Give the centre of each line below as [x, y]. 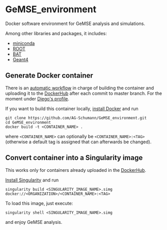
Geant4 [21, 59]
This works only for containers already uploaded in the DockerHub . [76, 170]
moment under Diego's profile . [37, 98]
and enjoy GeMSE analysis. [34, 222]
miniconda [24, 43]
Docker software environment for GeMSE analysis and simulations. [75, 23]
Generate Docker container [49, 76]
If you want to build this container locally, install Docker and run [72, 109]
